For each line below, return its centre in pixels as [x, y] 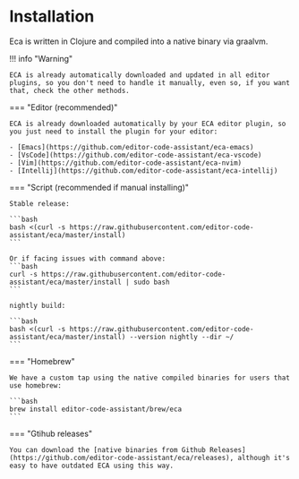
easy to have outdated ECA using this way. [92, 466]
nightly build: [38, 305]
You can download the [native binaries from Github [107, 449]
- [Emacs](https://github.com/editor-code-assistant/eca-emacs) [132, 147]
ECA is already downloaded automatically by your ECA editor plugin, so [148, 124]
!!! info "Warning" [41, 58]
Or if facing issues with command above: [88, 258]
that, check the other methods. [69, 90]
